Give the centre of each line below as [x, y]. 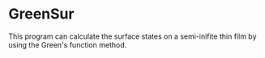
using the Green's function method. [68, 44]
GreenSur [41, 14]
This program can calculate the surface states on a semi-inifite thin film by [132, 36]
